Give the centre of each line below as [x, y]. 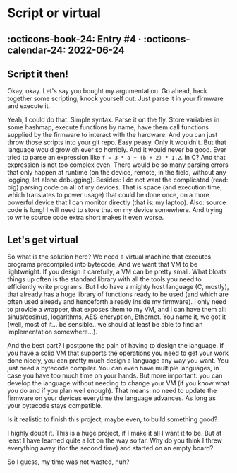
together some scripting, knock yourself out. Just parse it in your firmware [115, 99]
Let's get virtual [43, 239]
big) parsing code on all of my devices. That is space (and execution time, [115, 187]
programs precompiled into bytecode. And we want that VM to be [103, 264]
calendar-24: [37, 50]
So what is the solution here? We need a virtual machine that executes [109, 257]
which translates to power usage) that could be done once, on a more [109, 195]
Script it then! [38, 74]
